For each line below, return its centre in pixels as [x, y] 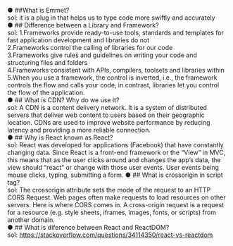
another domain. [31, 220]
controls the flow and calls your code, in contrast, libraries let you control [113, 85]
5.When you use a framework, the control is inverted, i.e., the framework [112, 78]
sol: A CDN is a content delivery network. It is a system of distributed [107, 107]
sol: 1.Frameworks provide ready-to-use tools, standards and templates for [115, 32]
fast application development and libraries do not [78, 40]
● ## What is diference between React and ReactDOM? [88, 227]
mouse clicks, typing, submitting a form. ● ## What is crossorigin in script [115, 175]
